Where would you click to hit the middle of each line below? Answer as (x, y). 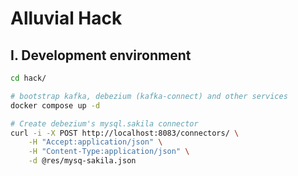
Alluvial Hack (66, 18)
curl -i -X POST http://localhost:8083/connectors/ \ (125, 133)
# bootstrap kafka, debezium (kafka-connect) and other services (149, 96)
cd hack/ (28, 78)
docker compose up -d (55, 105)
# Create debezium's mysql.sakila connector (104, 123)
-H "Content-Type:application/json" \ (109, 152)
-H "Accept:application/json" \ (95, 142)
